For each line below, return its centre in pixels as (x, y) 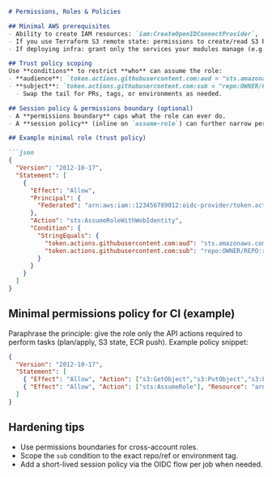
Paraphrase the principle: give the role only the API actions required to (125, 333)
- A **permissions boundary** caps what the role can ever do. (117, 116)
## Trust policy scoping (50, 64)
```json (21, 153)
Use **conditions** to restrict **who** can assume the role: (115, 71)
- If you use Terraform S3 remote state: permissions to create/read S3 (134, 41)
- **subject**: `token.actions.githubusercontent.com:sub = (112, 86)
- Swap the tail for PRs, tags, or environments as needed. (119, 93)
